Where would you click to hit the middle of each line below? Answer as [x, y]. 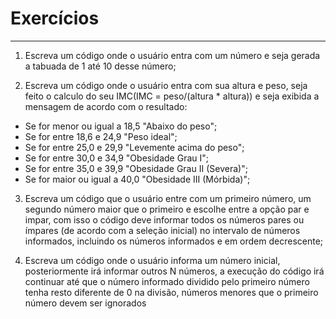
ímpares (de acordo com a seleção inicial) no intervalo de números [162, 230]
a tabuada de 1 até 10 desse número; [100, 66]
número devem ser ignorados [85, 303]
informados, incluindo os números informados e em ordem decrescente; [174, 241]
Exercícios [55, 18]
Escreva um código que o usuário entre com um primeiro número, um [168, 198]
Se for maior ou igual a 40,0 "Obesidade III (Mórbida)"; [137, 179]
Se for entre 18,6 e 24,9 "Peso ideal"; [101, 136]
